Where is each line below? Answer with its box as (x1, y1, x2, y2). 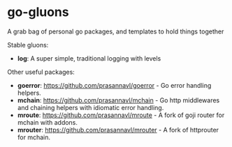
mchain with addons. (17, 118, 78, 126)
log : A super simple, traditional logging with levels (17, 54, 161, 63)
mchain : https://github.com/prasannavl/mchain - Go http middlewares (17, 95, 220, 105)
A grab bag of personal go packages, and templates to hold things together (7, 27, 224, 36)
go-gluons (7, 4, 69, 20)
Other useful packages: (7, 68, 75, 76)
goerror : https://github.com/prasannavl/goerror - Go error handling (17, 81, 212, 89)
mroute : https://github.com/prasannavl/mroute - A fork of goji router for (17, 111, 225, 119)
